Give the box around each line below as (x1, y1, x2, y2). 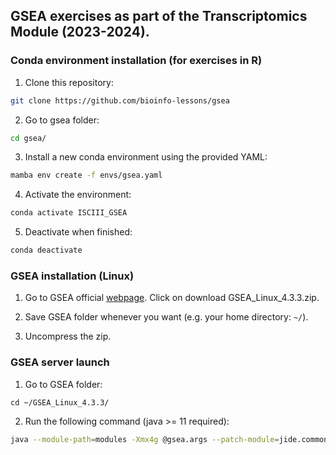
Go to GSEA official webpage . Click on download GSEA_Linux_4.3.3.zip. (24, 292, 320, 304)
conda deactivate (10, 245, 83, 256)
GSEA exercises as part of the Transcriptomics (10, 8, 308, 25)
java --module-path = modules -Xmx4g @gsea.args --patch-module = (10, 434, 280, 444)
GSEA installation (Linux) (10, 269, 135, 283)
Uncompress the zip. (24, 330, 112, 343)
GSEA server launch (10, 355, 110, 369)
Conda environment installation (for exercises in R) (10, 54, 263, 68)
